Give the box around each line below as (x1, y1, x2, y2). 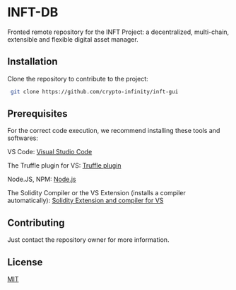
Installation (7, 56, 58, 68)
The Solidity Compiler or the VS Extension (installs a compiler (7, 189, 186, 197)
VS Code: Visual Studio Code (7, 148, 93, 156)
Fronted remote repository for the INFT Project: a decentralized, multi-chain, (7, 28, 230, 36)
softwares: (7, 134, 39, 142)
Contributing (7, 216, 65, 228)
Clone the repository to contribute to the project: (7, 74, 148, 83)
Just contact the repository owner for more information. (7, 236, 170, 244)
